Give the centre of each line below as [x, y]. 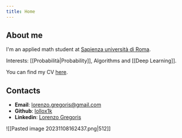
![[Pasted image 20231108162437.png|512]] [58, 129]
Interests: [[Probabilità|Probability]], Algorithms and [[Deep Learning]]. [92, 61]
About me [24, 36]
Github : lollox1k [33, 111]
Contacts [23, 91]
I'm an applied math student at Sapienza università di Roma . [79, 49]
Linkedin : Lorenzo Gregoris [48, 117]
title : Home [21, 11]
